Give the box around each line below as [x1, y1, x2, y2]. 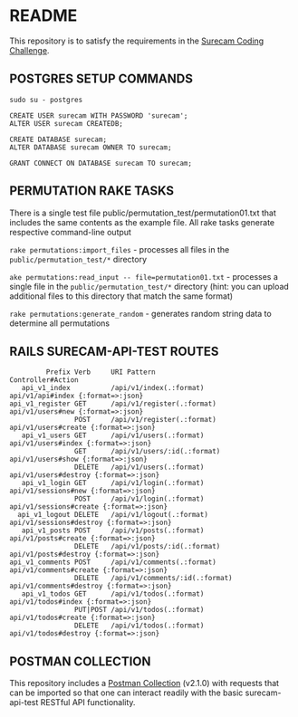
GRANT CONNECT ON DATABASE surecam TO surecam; [9, 158, 193, 167]
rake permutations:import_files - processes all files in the [9, 244, 230, 254]
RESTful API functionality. [40, 697, 136, 708]
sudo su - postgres [9, 95, 83, 104]
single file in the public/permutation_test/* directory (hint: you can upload [9, 281, 290, 292]
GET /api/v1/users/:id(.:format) [73, 447, 221, 456]
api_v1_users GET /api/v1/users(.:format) [21, 431, 205, 440]
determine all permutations [9, 318, 111, 329]
